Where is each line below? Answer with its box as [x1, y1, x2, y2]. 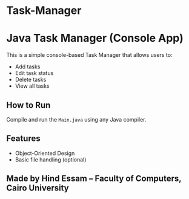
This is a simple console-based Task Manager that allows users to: [6, 51, 173, 59]
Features [6, 134, 41, 144]
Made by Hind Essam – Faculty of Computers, [6, 174, 182, 184]
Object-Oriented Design [15, 149, 75, 157]
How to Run [6, 100, 51, 110]
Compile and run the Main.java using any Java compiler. [6, 116, 147, 123]
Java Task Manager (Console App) [6, 31, 184, 45]
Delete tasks [15, 76, 47, 83]
